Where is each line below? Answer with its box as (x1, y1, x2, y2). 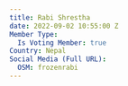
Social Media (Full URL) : (9, 55, 106, 64)
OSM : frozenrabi (17, 64, 78, 73)
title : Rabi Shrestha (9, 13, 91, 22)
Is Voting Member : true (17, 38, 106, 47)
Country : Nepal (9, 47, 67, 56)
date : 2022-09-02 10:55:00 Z (9, 21, 119, 30)
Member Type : (9, 30, 59, 39)
